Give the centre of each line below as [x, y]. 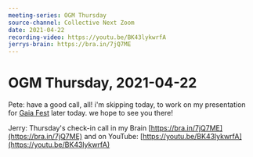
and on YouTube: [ [114, 137]
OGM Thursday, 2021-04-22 [103, 83]
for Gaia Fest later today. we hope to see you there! [91, 113]
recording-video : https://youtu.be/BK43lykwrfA [87, 37]
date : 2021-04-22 [36, 30]
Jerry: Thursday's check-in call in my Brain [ [80, 128]
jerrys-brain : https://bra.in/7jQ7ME [70, 45]
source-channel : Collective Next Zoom [71, 23]
